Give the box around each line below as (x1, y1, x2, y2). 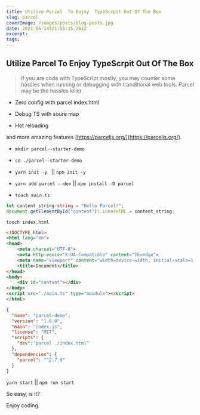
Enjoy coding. (6, 402, 40, 409)
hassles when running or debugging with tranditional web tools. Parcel (20, 81, 195, 88)
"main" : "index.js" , (11, 324, 63, 330)
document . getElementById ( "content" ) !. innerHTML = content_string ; (6, 208, 175, 214)
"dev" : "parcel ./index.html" (17, 340, 90, 346)
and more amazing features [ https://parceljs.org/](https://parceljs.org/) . (6, 133, 182, 140)
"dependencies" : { (11, 351, 58, 357)
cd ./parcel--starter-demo (14, 158, 82, 164)
